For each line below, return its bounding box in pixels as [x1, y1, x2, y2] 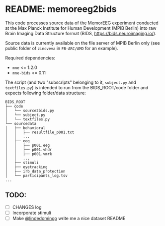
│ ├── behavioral [5, 125, 46, 130]
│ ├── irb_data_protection [5, 169, 66, 174]
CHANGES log [12, 204, 42, 210]
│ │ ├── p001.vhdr [5, 147, 52, 152]
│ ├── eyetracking [5, 165, 48, 169]
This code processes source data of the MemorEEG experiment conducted [5, 20, 159, 26]
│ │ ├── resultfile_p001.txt [5, 130, 75, 135]
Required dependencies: [5, 55, 56, 60]
